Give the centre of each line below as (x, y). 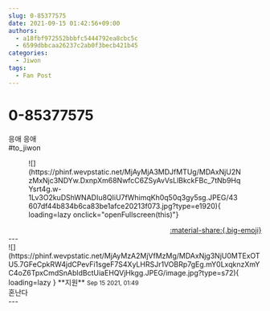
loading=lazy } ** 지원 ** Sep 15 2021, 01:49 (74, 282)
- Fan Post (34, 76)
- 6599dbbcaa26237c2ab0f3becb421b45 (77, 46)
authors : (23, 31)
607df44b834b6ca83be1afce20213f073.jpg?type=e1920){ (125, 206)
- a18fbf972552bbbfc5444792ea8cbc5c (77, 38)
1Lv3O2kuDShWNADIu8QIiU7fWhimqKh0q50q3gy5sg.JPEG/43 (133, 197)
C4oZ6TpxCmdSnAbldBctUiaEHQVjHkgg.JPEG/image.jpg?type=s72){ (124, 272)
